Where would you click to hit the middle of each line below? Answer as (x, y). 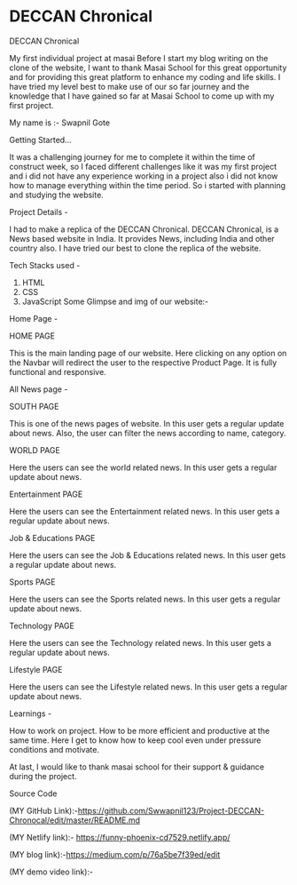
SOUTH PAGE (34, 406)
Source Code (33, 793)
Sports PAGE (32, 582)
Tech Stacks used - (45, 265)
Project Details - (39, 211)
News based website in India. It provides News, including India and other (142, 238)
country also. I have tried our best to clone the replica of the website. (135, 248)
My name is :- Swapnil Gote (60, 123)
